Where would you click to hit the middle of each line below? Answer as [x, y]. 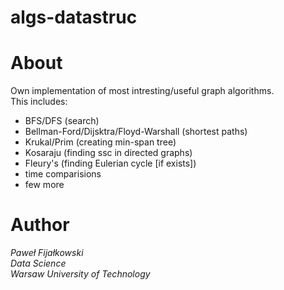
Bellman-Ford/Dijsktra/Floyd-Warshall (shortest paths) [136, 132]
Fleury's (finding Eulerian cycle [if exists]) [110, 163]
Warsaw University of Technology [80, 274]
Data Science [38, 263]
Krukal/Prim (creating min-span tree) [100, 142]
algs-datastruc [74, 17]
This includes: [39, 102]
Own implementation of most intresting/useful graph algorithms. [142, 91]
